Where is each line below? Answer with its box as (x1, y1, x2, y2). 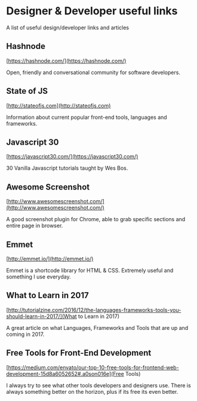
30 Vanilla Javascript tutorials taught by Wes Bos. (6, 164, 128, 172)
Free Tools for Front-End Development (6, 348, 152, 358)
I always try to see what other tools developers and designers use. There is (6, 381, 191, 389)
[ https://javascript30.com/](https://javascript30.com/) (6, 153, 138, 160)
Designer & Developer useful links (6, 4, 178, 18)
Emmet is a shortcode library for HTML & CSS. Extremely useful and (6, 267, 174, 274)
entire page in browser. (6, 222, 63, 229)
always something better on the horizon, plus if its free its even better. (6, 388, 178, 395)
